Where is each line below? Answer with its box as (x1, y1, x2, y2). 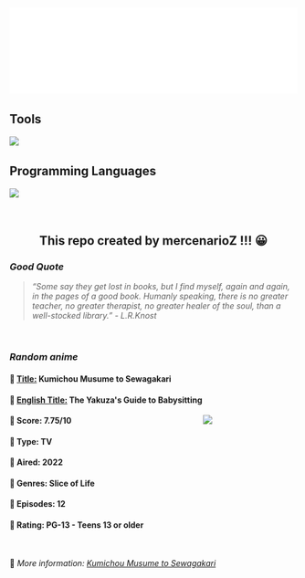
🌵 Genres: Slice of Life (9, 478, 96, 489)
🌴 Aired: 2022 (9, 457, 64, 468)
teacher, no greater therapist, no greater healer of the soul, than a (31, 300, 281, 311)
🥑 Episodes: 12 (9, 499, 66, 510)
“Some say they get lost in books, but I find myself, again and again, (31, 281, 290, 292)
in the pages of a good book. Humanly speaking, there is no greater (31, 290, 289, 302)
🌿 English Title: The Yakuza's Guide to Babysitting (9, 394, 203, 405)
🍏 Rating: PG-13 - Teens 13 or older (9, 520, 144, 531)
